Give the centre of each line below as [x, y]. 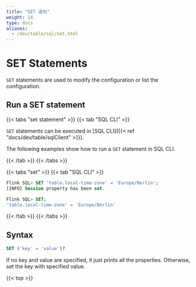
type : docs [20, 23]
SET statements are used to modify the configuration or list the [83, 80]
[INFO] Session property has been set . [56, 189]
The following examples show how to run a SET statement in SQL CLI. [91, 149]
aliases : [17, 28]
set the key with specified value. [46, 267]
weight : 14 [20, 17]
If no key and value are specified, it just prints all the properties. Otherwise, [98, 260]
